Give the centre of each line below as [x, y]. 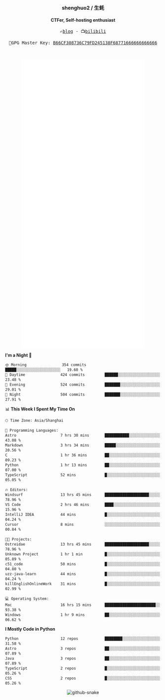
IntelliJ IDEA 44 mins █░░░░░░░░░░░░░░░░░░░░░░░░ [83, 514]
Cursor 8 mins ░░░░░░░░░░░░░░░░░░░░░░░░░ [83, 524]
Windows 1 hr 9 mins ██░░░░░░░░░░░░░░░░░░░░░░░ [83, 615]
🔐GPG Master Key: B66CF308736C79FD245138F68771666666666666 [83, 43]
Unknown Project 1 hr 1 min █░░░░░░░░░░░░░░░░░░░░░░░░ [83, 554]
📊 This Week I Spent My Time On [40, 409]
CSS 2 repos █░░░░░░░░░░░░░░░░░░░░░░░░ [83, 678]
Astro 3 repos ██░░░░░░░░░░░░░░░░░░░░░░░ [83, 649]
